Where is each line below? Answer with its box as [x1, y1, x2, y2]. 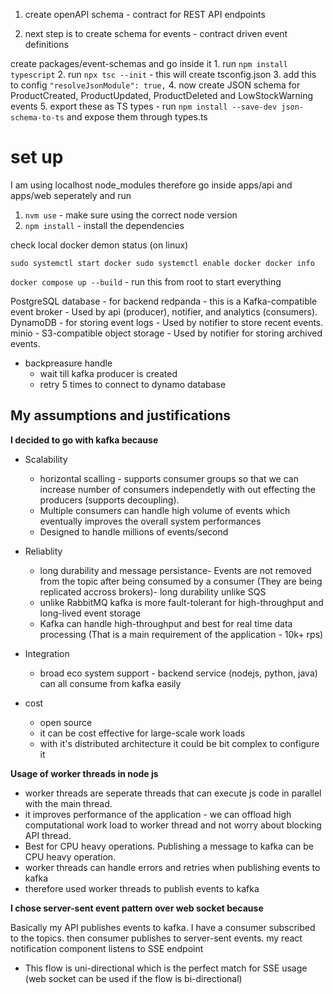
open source [39, 716, 93, 728]
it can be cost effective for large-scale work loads [39, 727, 246, 739]
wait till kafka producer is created [39, 367, 178, 379]
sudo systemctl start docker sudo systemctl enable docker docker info [10, 258, 315, 268]
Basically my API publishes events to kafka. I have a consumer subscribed [10, 921, 316, 933]
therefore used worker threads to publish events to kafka [24, 882, 260, 894]
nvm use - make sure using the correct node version [24, 209, 238, 221]
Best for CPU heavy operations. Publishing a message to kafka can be [24, 840, 314, 852]
